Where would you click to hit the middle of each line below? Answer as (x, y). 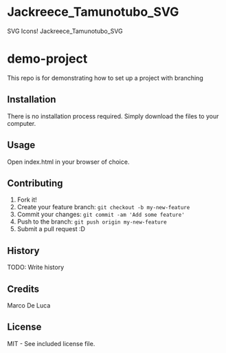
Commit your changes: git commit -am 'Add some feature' (101, 215)
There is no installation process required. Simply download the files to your (113, 116)
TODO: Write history (36, 267)
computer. (22, 123)
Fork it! (27, 200)
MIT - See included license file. (51, 343)
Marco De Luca (29, 305)
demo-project (47, 59)
